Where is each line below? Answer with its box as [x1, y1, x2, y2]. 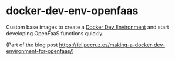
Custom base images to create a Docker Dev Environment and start [6, 24, 169, 31]
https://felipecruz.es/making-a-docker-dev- [59, 41, 166, 48]
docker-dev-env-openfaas [6, 4, 139, 18]
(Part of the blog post [6, 41, 58, 48]
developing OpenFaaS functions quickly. [6, 29, 104, 36]
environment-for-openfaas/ [6, 47, 72, 54]
